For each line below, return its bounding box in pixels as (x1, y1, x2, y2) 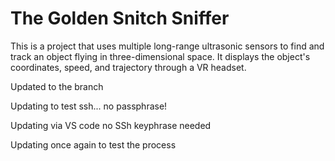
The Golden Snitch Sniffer (10, 7, 230, 30)
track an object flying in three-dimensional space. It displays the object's (10, 50, 311, 62)
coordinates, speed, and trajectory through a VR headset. (10, 61, 247, 73)
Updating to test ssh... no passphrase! (10, 100, 168, 112)
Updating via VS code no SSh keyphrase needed (10, 119, 212, 131)
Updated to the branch (10, 80, 104, 92)
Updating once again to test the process (10, 138, 177, 151)
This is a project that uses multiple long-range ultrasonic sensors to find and (10, 40, 325, 52)
